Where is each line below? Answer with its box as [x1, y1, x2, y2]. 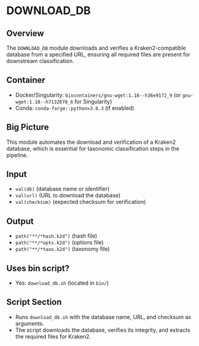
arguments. [15, 320, 45, 327]
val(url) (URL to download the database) [15, 192, 121, 199]
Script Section [6, 297, 62, 307]
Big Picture [6, 122, 49, 132]
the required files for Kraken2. [15, 333, 91, 340]
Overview [6, 28, 45, 39]
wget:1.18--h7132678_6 [15, 99, 73, 105]
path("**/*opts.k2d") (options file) [15, 239, 104, 246]
